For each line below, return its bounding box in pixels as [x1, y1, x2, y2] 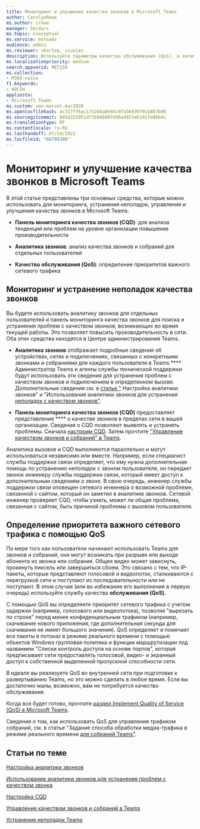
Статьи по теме [6, 748, 67, 758]
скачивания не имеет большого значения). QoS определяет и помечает [6, 626, 189, 633]
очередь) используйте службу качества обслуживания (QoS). [6, 589, 167, 596]
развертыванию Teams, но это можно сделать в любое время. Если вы [6, 676, 189, 683]
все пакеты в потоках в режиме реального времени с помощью [6, 633, 170, 640]
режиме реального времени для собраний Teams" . [6, 731, 137, 738]
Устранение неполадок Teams [6, 816, 83, 824]
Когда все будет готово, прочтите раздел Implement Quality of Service [6, 700, 185, 707]
